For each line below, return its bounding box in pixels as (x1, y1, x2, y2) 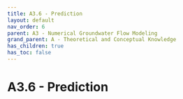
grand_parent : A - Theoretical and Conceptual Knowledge (7, 36, 177, 43)
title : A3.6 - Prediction (7, 10, 82, 17)
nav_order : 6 (7, 23, 45, 30)
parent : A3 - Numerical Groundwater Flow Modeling (7, 29, 158, 37)
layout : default (7, 17, 54, 24)
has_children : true (7, 43, 64, 49)
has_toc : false (7, 49, 52, 56)
